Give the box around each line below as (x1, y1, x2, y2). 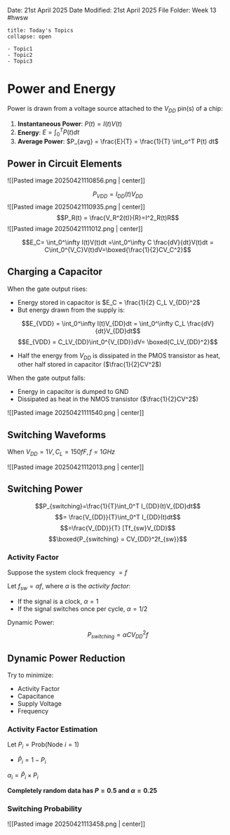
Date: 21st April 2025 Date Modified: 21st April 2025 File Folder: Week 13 (7, 6, 217, 14)
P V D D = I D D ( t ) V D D (92, 190, 144, 199)
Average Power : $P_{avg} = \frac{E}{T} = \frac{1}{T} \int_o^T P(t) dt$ (17, 137, 219, 146)
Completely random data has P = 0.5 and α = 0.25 (7, 786, 158, 794)
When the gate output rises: (7, 284, 88, 293)
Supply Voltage (17, 699, 62, 708)
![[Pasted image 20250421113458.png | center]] (7, 820, 146, 828)
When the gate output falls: (7, 374, 86, 382)
